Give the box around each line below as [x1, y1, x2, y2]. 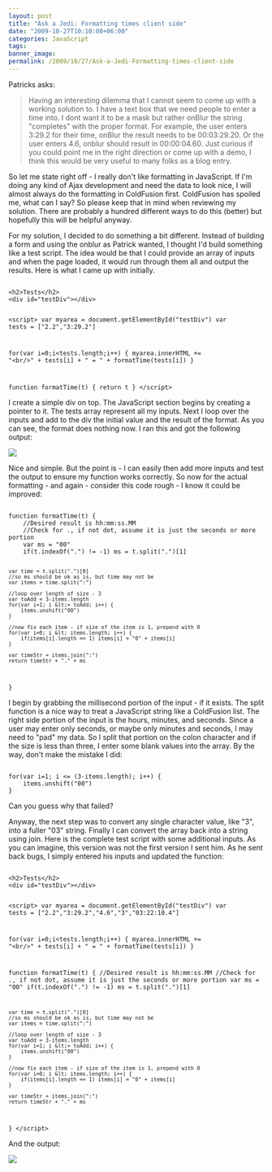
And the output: [8, 1139, 61, 1148]
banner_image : [8, 50, 57, 58]
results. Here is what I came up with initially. [8, 265, 156, 275]
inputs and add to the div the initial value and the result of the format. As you [8, 415, 265, 425]
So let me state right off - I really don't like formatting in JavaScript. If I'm [8, 172, 253, 181]
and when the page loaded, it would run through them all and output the [8, 256, 249, 266]
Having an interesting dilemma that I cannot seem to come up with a [28, 95, 257, 105]
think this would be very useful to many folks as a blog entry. [28, 155, 232, 165]
